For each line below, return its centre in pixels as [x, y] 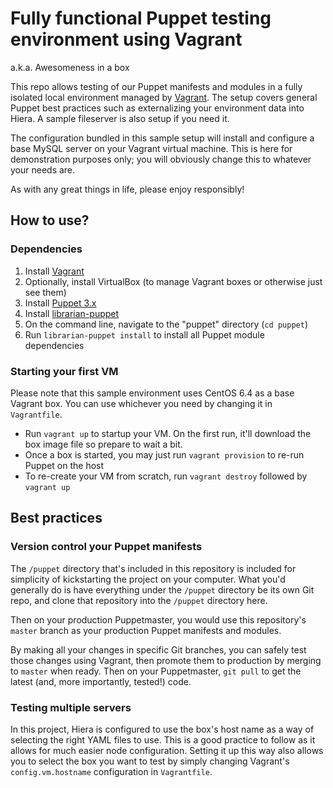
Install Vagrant [54, 271]
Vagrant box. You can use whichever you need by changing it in [141, 403]
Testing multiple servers [71, 707]
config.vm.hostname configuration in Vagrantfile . [111, 771]
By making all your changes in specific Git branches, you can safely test [158, 649]
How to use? [50, 220]
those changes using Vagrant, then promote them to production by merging [166, 660]
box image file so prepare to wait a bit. [103, 444]
